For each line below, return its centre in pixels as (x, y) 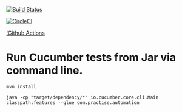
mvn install (21, 86)
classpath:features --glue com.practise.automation (73, 103)
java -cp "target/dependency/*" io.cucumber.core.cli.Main (83, 97)
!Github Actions (26, 33)
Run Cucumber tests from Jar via (91, 58)
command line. (45, 71)
